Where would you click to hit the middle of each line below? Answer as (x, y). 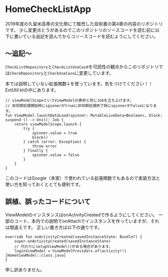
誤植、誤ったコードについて (48, 202)
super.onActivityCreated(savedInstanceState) (63, 241)
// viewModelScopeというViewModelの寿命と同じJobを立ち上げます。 (69, 100)
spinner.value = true (55, 133)
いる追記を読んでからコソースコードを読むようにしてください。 (93, 36)
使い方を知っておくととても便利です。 (44, 184)
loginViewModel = (32, 251)
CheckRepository (27, 73)
